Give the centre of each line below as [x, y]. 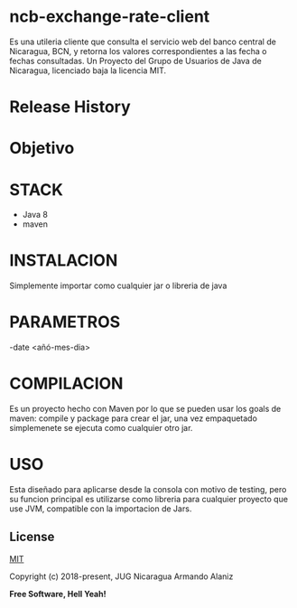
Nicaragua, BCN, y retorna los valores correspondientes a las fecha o [138, 51]
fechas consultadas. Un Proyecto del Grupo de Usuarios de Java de [135, 61]
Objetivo [42, 149]
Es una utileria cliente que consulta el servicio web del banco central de [143, 42]
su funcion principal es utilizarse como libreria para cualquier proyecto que [149, 499]
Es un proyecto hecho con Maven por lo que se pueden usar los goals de [145, 409]
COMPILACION [66, 384]
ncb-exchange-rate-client [110, 17]
